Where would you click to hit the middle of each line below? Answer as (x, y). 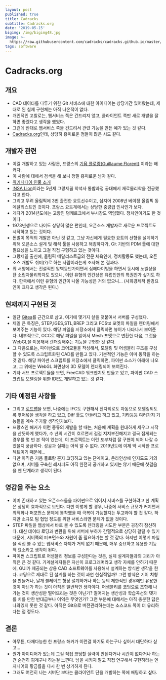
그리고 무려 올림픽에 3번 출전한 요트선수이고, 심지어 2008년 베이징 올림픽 (83, 201)
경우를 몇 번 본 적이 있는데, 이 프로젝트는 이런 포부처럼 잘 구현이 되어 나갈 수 (85, 440)
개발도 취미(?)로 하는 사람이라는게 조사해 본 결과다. (70, 263)
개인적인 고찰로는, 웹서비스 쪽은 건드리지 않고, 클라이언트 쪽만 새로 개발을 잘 (85, 115)
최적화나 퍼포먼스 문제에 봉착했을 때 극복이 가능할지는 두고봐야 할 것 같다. (83, 513)
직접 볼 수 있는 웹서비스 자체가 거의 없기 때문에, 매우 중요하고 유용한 (83, 543)
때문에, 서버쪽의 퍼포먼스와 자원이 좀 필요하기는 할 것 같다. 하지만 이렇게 (81, 537)
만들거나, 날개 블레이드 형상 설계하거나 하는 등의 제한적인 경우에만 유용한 (87, 580)
